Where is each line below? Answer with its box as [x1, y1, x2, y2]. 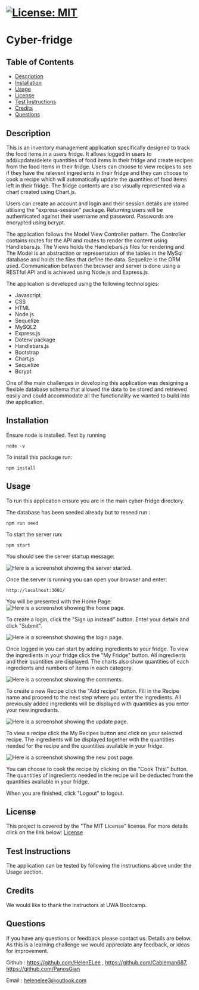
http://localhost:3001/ [6, 587, 66, 593]
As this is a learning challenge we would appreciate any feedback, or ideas [6, 940, 190, 948]
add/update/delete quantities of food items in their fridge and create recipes [6, 157, 193, 164]
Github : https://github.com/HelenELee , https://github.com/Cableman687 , [6, 958, 188, 966]
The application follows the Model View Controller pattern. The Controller [6, 230, 186, 238]
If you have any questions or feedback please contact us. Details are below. [6, 935, 192, 942]
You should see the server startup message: [6, 553, 115, 560]
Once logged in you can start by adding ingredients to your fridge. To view [6, 645, 189, 652]
